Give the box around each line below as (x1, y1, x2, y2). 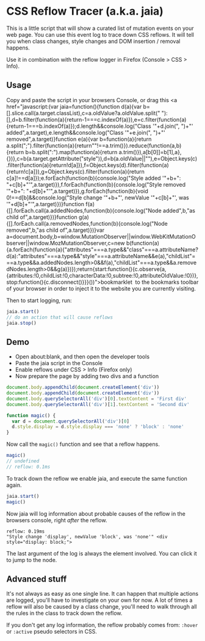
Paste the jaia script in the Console (15, 360, 103, 367)
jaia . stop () (6, 320, 37, 326)
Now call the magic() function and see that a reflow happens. (6, 440, 160, 448)
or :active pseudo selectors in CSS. (6, 628, 98, 635)
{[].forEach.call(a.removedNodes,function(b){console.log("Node (6, 220, 168, 227)
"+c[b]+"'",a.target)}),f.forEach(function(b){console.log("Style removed (6, 180, 186, 188)
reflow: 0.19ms (6, 528, 45, 535)
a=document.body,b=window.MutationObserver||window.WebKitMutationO (6, 232, 196, 240)
